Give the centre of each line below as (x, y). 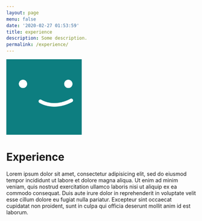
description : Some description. (47, 38)
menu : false (21, 19)
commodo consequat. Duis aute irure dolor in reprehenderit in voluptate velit (101, 193)
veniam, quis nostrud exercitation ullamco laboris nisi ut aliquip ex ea (92, 187)
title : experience (29, 32)
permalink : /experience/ (37, 45)
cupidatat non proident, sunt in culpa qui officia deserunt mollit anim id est (99, 206)
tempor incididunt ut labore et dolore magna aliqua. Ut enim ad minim (92, 180)
